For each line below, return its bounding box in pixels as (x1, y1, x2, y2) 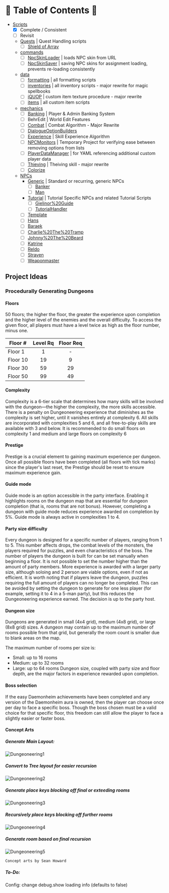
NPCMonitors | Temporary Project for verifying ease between (27, 139, 155, 145)
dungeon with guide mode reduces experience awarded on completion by (5, 509, 159, 515)
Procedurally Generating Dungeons (5, 288, 94, 295)
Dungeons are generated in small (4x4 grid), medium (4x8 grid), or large (5, 619, 156, 625)
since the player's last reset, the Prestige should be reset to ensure (5, 464, 145, 470)
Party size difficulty (5, 525, 48, 531)
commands (20, 49, 44, 55)
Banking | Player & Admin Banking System (27, 110, 115, 117)
